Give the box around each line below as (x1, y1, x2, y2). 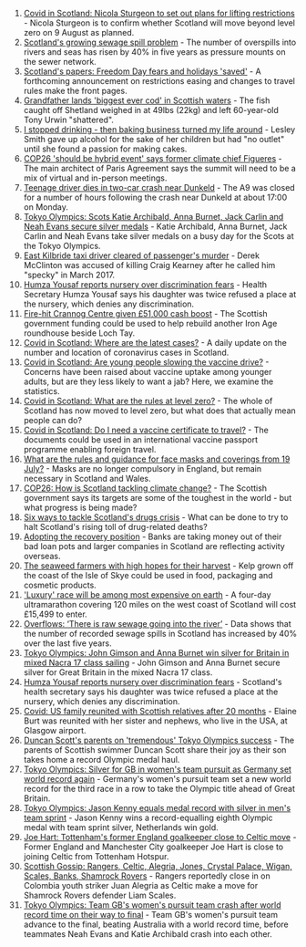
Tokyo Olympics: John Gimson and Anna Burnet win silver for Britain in (23, 648, 290, 658)
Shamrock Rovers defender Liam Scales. (23, 890, 177, 900)
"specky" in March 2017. (23, 269, 116, 280)
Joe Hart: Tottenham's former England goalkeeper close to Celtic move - (23, 832, 297, 842)
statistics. (23, 386, 60, 396)
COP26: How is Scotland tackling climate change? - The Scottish (23, 483, 268, 494)
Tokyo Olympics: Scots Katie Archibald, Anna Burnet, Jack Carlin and (23, 212, 284, 222)
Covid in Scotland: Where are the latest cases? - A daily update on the (23, 338, 288, 348)
